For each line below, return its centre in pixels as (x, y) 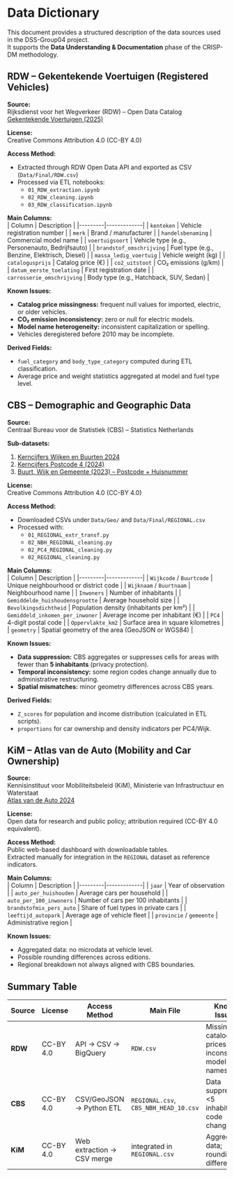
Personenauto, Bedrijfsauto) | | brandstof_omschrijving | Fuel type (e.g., (110, 247)
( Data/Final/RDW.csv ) (48, 174)
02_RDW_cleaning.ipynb (61, 197)
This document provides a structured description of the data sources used (114, 32)
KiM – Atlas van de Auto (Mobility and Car (99, 750)
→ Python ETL (99, 1108)
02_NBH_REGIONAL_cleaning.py (70, 542)
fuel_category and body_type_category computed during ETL (105, 361)
